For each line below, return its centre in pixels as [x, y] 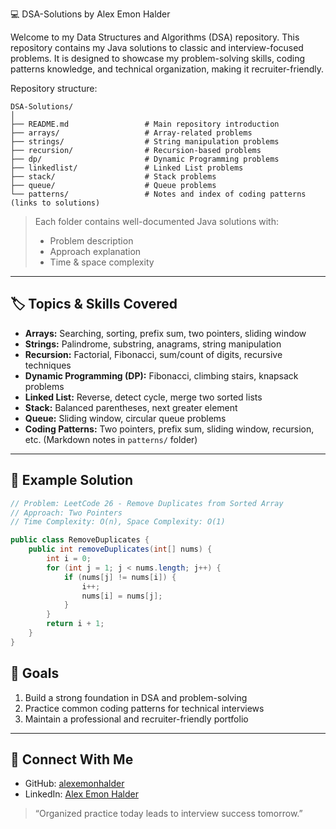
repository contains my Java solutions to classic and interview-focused [157, 47]
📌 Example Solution [72, 480]
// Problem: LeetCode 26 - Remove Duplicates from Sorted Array [147, 503]
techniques [48, 365]
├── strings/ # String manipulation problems [145, 142]
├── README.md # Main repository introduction [145, 124]
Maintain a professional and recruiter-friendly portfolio [136, 719]
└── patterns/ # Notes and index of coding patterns [158, 194]
